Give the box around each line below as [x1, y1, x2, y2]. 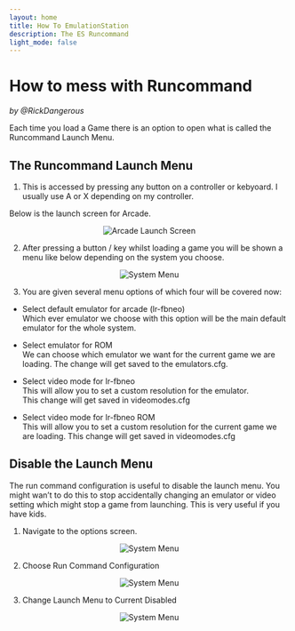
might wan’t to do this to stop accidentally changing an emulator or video [9, 490, 277, 500]
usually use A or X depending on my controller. [21, 191, 194, 201]
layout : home [9, 12, 58, 22]
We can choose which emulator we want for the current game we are [21, 349, 275, 360]
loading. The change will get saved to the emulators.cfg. [21, 359, 228, 369]
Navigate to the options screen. [21, 525, 138, 536]
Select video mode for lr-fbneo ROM [21, 412, 155, 422]
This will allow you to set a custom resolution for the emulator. [21, 386, 249, 395]
